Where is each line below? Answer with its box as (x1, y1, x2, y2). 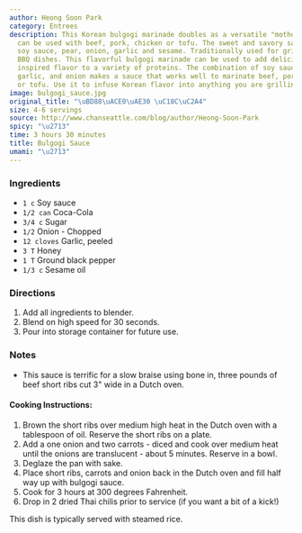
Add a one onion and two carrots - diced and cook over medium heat (22, 438, 279, 449)
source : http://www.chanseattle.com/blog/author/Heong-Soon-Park (9, 113, 259, 122)
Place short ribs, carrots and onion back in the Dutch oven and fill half (22, 467, 281, 478)
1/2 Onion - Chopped (22, 226, 102, 237)
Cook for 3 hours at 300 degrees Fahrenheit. (22, 486, 189, 497)
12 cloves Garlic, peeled (22, 235, 113, 246)
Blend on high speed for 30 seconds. (22, 317, 160, 328)
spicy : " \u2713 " (9, 122, 70, 131)
